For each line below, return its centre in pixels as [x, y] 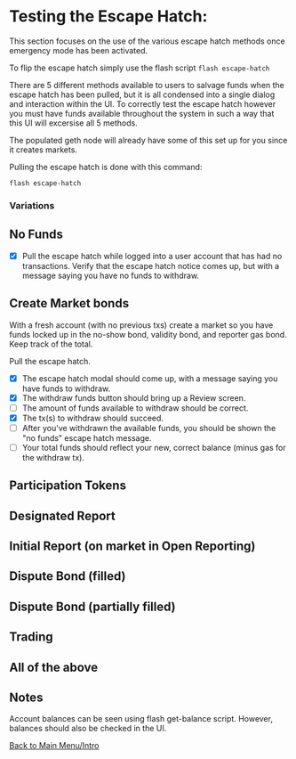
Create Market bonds [69, 303]
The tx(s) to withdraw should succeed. [93, 418]
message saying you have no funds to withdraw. [111, 275]
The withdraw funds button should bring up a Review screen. [134, 397]
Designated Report [62, 515]
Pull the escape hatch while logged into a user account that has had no [152, 256]
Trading [31, 637]
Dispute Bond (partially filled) [92, 606]
